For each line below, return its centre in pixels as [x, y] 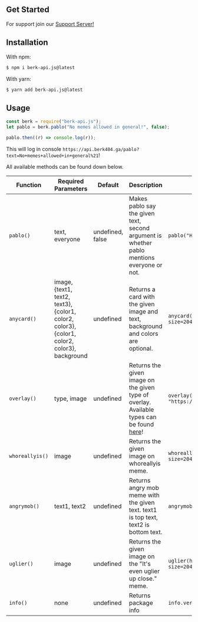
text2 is [139, 525]
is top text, [143, 517]
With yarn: [19, 78]
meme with [144, 495]
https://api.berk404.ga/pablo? [101, 149]
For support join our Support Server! [50, 24]
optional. [141, 348]
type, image [70, 398]
